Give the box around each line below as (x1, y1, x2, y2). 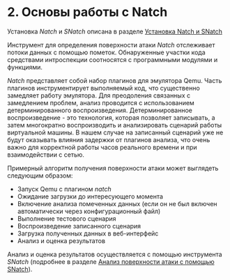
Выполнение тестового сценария (17, 214, 116, 223)
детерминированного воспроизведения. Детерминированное (7, 106, 193, 114)
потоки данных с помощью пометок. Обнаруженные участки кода (7, 48, 206, 56)
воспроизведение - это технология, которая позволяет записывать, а (7, 113, 215, 122)
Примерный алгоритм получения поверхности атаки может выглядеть (7, 164, 219, 172)
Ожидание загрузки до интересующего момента (17, 192, 164, 201)
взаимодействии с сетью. (7, 150, 85, 159)
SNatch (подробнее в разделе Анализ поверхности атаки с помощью (7, 257, 215, 265)
